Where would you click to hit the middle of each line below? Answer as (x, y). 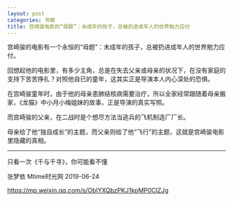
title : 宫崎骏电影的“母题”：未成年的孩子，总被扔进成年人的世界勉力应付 (99, 26)
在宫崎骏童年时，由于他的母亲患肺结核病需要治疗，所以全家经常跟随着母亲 (113, 94)
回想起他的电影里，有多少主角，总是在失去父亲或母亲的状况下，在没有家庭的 (116, 71)
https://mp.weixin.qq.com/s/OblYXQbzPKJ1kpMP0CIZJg (88, 191)
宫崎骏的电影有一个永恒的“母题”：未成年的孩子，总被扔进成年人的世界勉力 (113, 47)
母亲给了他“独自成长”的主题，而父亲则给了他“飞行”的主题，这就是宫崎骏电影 (116, 132)
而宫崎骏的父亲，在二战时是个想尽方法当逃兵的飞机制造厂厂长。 (98, 117)
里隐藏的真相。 (28, 141)
